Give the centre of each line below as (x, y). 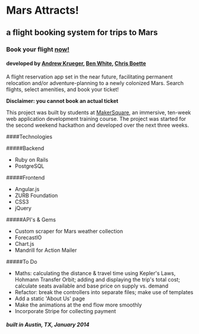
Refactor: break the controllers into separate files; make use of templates (104, 292)
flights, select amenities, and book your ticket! (62, 89)
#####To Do (22, 261)
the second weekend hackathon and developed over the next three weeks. (97, 125)
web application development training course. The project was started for (96, 118)
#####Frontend (26, 177)
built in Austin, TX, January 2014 (48, 324)
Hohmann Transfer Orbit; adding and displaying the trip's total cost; (97, 279)
